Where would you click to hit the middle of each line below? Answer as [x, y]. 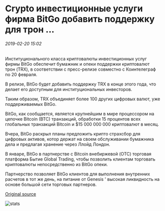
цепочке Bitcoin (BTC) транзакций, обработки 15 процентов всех [73, 119]
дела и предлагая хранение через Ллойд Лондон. [58, 144]
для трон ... [30, 30]
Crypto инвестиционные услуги [74, 9]
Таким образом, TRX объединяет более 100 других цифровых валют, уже [83, 99]
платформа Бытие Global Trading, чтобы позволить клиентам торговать [80, 159]
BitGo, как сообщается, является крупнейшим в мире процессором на [80, 114]
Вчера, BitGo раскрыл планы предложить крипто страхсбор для [73, 134]
